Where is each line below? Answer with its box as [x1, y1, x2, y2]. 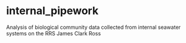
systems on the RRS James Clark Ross [6, 29, 101, 37]
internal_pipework [6, 4, 99, 18]
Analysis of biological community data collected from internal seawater [6, 24, 181, 31]
